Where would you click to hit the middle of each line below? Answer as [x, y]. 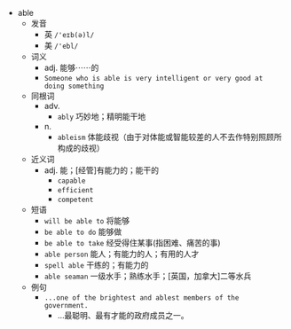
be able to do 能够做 [83, 231]
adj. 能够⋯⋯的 [71, 67]
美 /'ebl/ [61, 45]
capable [71, 181]
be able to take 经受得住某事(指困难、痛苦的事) [132, 243]
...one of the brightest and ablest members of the [142, 298]
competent [75, 200]
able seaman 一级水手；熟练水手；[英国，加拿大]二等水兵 [148, 276]
